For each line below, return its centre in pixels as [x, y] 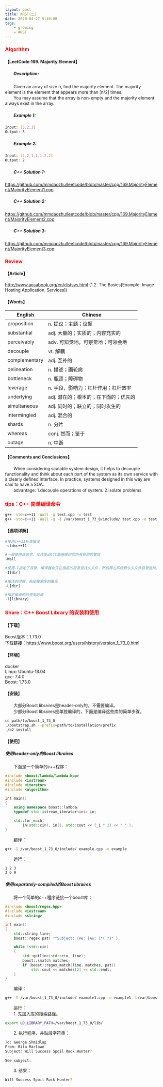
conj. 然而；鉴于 [66, 434]
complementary [25, 360]
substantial [20, 333]
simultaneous [23, 406]
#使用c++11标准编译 [23, 541]
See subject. [18, 1060]
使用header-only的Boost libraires [39, 753]
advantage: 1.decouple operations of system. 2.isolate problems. [78, 490]
